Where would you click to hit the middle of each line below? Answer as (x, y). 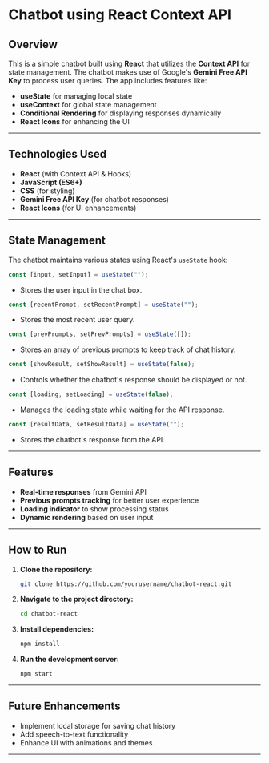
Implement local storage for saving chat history (98, 725)
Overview (33, 44)
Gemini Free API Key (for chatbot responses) (94, 199)
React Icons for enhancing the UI (74, 121)
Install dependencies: (57, 629)
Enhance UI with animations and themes (86, 742)
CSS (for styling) (47, 191)
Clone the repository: (56, 569)
